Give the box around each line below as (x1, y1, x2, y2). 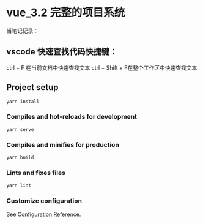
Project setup (6, 82, 59, 92)
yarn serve (6, 126, 34, 132)
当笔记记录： (6, 27, 39, 34)
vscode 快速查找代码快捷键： (6, 47, 118, 57)
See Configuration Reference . (6, 211, 81, 218)
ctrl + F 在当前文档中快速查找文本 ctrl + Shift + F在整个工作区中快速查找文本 (6, 64, 197, 71)
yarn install (6, 99, 40, 105)
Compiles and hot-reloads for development (6, 113, 138, 121)
